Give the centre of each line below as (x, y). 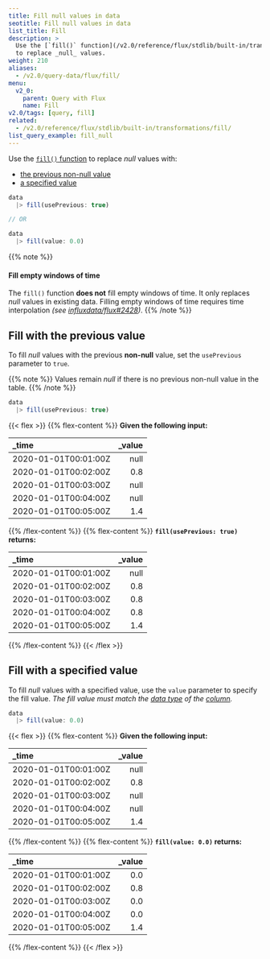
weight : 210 (28, 61)
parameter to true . (39, 364)
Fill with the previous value (77, 335)
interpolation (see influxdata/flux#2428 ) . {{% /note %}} (100, 310)
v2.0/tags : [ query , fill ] (51, 114)
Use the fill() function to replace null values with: (93, 159)
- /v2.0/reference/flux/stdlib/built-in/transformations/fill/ (123, 128)
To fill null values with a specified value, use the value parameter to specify (133, 690)
